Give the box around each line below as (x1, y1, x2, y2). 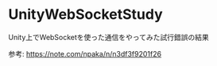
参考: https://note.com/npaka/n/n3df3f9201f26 (8, 49, 161, 58)
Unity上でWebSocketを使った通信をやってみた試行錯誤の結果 (8, 32, 209, 42)
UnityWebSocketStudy (8, 5, 163, 24)
